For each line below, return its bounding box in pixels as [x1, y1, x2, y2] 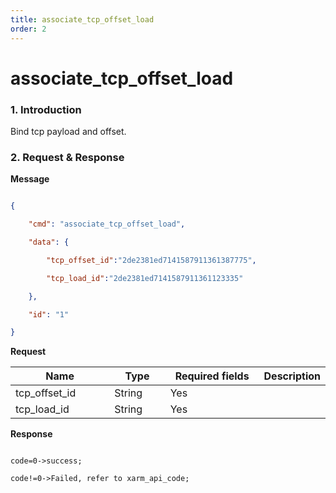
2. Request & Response [10, 150, 125, 164]
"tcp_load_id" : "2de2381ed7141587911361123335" [46, 273, 244, 283]
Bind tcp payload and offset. [10, 125, 127, 137]
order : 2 [10, 24, 47, 34]
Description [263, 369, 321, 383]
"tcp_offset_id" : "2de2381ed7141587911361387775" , [46, 255, 257, 265]
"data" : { [28, 237, 70, 248]
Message [10, 173, 50, 185]
